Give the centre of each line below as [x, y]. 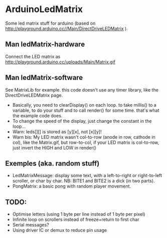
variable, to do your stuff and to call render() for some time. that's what [86, 110]
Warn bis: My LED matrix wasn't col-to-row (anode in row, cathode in [84, 137]
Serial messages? [31, 225]
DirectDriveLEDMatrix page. [34, 95]
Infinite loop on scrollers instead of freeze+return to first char [76, 219]
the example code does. [37, 115]
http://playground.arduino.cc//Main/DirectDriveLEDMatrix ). [66, 28]
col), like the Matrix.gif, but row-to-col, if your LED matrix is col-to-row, [86, 142]
